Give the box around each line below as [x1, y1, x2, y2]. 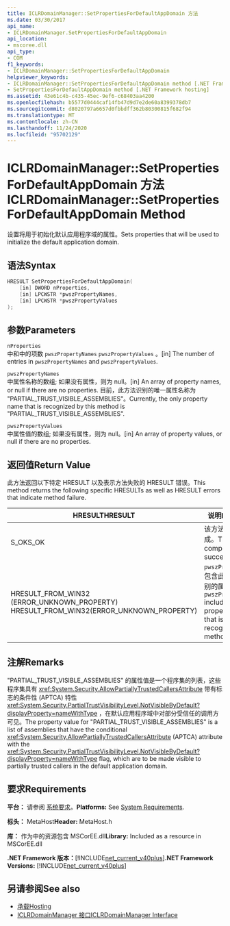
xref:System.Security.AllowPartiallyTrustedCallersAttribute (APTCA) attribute [7, 732, 223, 740]
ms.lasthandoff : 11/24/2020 [7, 125, 88, 132]
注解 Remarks [7, 657, 64, 668]
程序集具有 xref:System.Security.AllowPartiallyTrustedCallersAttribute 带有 [7, 684, 217, 692]
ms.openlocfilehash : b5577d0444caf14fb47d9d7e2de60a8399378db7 [7, 99, 192, 106]
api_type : [7, 49, 36, 55]
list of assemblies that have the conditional [7, 725, 128, 734]
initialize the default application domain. [7, 238, 120, 247]
